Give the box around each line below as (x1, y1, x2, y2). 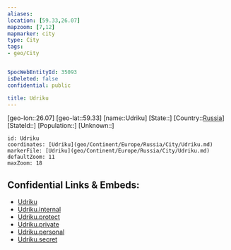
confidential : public (7, 82, 71, 89)
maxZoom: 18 (7, 160, 42, 167)
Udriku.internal (17, 206, 61, 214)
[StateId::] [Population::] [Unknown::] (7, 121, 114, 130)
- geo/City (7, 50, 40, 57)
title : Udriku (7, 95, 49, 102)
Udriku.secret (17, 235, 58, 244)
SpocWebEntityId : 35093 (7, 69, 78, 76)
